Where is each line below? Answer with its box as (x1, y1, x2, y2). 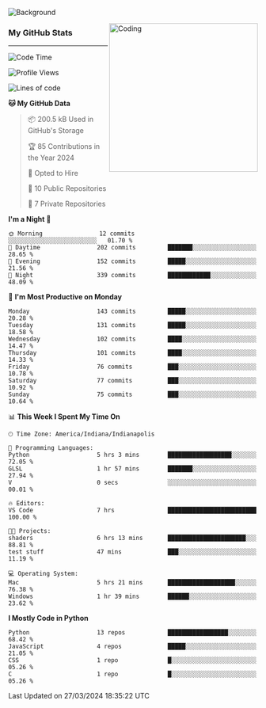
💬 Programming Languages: (8, 444, 93, 452)
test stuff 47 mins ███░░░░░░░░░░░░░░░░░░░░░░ (8, 548, 257, 556)
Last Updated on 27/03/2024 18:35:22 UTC (8, 691, 150, 701)
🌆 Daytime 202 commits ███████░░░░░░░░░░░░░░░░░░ (8, 244, 257, 252)
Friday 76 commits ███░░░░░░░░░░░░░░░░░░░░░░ (8, 363, 257, 371)
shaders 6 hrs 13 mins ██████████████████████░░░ (8, 535, 257, 542)
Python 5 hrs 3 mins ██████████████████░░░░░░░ (8, 451, 257, 459)
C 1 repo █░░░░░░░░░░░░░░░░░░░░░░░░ (8, 670, 257, 679)
